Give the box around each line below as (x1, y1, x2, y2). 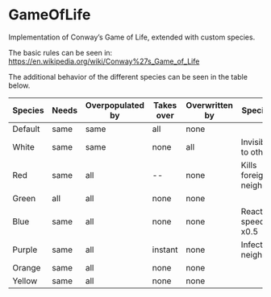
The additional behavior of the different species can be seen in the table (8, 72, 248, 81)
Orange (12, 262, 41, 273)
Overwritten (186, 99, 234, 110)
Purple (12, 244, 38, 255)
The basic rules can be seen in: (8, 47, 113, 57)
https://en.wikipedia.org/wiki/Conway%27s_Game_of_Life (8, 56, 200, 66)
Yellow (12, 275, 38, 287)
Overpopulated (85, 99, 145, 110)
